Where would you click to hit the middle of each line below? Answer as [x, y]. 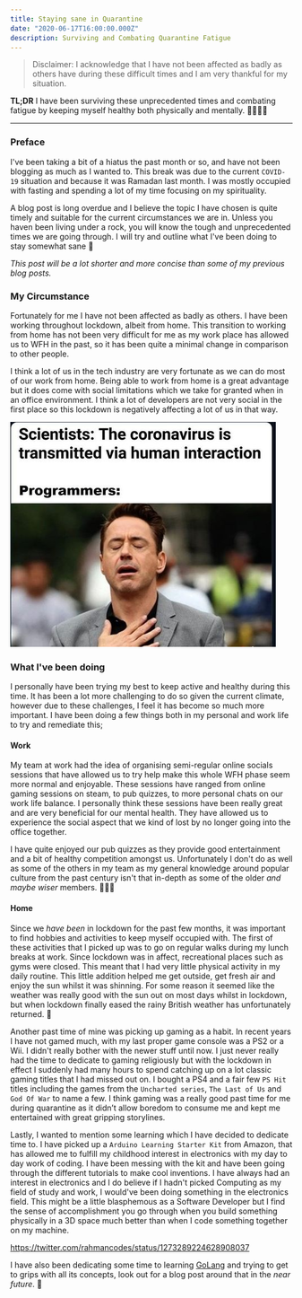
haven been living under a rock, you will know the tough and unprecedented [151, 227]
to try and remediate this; [57, 725]
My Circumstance [50, 296]
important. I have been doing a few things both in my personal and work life [150, 715]
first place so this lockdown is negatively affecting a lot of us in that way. [144, 409]
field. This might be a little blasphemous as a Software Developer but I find [148, 1201]
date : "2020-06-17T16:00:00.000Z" [75, 28]
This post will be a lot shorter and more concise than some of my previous [147, 263]
